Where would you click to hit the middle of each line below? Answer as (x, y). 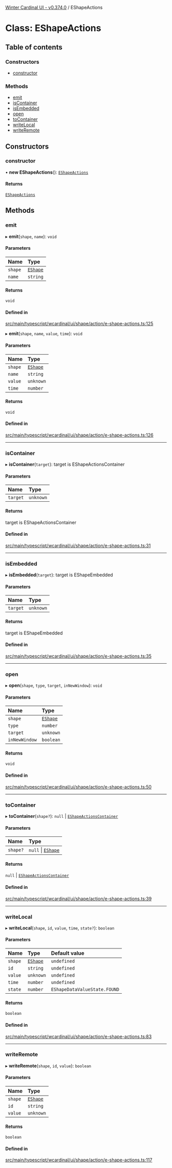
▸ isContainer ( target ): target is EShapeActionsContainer (65, 464)
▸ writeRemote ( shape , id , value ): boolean (48, 1066)
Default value (68, 953)
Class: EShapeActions (53, 28)
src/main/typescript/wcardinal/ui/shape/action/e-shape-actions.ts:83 (79, 1036)
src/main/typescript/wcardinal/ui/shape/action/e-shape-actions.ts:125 (79, 324)
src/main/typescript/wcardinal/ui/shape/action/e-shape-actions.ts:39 (79, 899)
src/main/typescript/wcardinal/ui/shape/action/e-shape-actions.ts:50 (79, 787)
